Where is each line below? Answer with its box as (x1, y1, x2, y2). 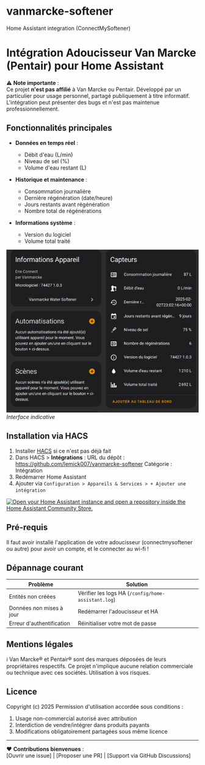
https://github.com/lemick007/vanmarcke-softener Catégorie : (15, 460, 173, 467)
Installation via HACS (6, 431, 88, 442)
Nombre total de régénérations (24, 207, 102, 215)
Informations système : (15, 219, 76, 226)
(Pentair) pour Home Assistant (6, 59, 164, 73)
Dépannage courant (6, 563, 84, 573)
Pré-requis (6, 522, 48, 533)
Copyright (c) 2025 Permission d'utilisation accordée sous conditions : (6, 703, 184, 710)
